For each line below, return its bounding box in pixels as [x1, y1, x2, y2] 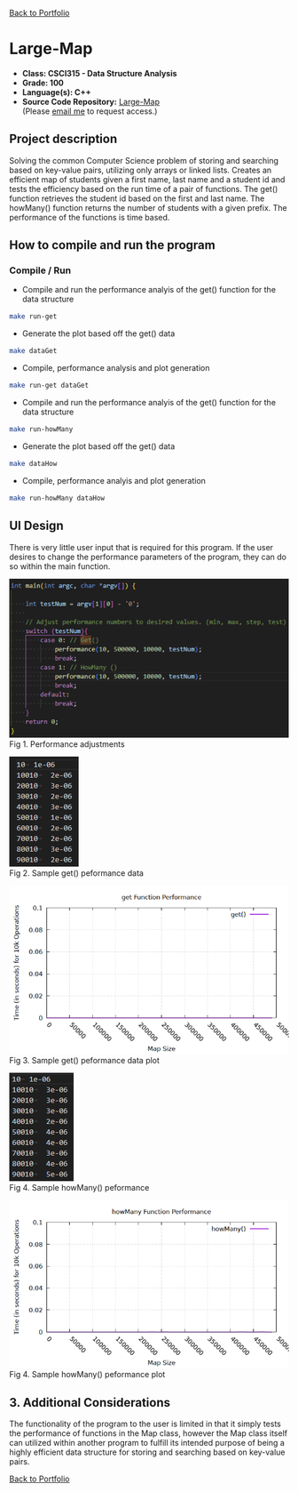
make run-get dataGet [9, 381, 90, 390]
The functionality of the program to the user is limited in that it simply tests [9, 1418, 281, 1429]
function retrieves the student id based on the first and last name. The [9, 193, 265, 204]
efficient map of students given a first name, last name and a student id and [9, 173, 286, 185]
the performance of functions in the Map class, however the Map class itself [9, 1427, 288, 1439]
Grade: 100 [21, 77, 65, 88]
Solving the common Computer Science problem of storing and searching [9, 155, 279, 165]
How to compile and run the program [9, 237, 216, 253]
